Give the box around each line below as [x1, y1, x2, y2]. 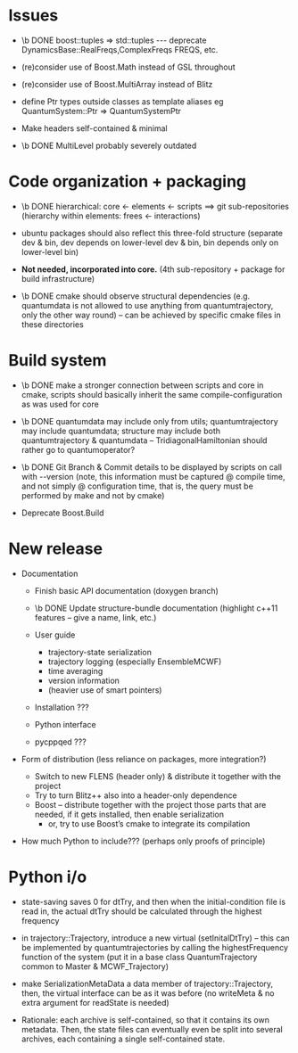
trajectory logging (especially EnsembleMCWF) [47, 656, 222, 667]
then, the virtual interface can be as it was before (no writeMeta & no [21, 987, 275, 999]
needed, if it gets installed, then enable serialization [34, 809, 225, 819]
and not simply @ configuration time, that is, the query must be [21, 481, 253, 491]
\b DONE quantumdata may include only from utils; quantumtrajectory [21, 415, 278, 426]
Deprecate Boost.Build [21, 507, 104, 518]
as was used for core [21, 399, 99, 409]
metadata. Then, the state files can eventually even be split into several [21, 1024, 283, 1034]
